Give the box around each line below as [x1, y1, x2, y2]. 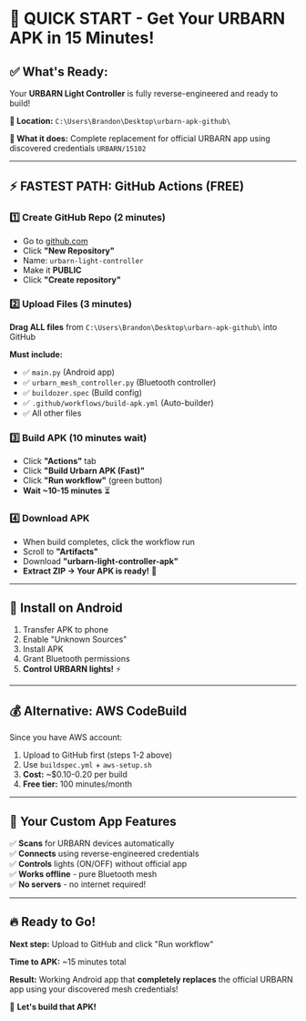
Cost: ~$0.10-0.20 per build [22, 769, 127, 780]
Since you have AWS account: [9, 732, 123, 743]
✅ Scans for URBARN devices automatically [9, 838, 175, 849]
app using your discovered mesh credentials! [9, 984, 179, 995]
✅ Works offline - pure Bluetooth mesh [9, 869, 158, 880]
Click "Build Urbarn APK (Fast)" [22, 465, 146, 477]
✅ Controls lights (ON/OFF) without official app [9, 859, 188, 870]
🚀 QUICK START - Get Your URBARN [9, 8, 285, 29]
